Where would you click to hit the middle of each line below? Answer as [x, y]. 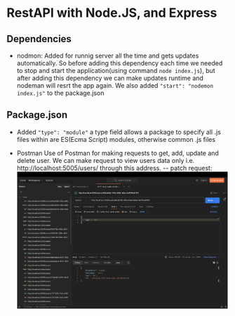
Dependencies [39, 39]
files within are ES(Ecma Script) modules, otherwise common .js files [116, 139]
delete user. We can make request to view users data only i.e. [106, 160]
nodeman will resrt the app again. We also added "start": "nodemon [115, 85]
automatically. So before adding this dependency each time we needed [120, 63]
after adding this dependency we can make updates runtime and [110, 78]
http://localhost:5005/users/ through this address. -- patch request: [114, 168]
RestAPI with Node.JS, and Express [112, 13]
